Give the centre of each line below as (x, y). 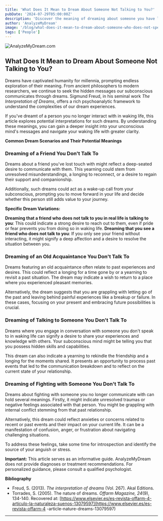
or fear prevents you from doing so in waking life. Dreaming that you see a (80, 229)
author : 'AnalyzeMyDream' (31, 23)
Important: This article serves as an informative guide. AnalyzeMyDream (78, 459)
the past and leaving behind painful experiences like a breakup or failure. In (80, 297)
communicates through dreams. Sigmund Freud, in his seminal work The (78, 96)
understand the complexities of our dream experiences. (61, 106)
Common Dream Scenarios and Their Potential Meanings (64, 141)
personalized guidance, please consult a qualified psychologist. (69, 469)
